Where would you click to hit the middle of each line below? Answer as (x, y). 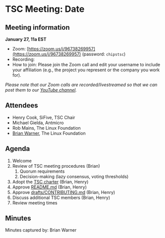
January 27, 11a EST (26, 39)
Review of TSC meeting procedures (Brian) (56, 166)
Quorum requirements (42, 171)
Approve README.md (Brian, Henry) (50, 187)
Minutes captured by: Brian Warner (41, 230)
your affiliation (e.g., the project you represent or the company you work (86, 70)
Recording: (24, 59)
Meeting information (38, 27)
